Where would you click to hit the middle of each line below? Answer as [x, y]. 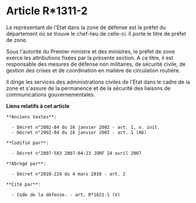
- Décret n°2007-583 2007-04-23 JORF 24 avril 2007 [77, 153]
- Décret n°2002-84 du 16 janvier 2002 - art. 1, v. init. [86, 127]
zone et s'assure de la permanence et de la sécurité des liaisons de [88, 88]
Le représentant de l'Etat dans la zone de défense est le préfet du [86, 27]
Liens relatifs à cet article [38, 106]
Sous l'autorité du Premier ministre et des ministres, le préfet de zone [91, 51]
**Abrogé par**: [26, 164]
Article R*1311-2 [47, 11]
